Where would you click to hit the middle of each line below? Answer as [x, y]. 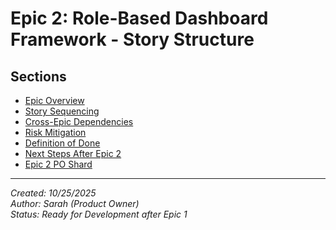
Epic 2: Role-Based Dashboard [139, 18]
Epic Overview [54, 100]
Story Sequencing [62, 111]
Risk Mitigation [55, 132]
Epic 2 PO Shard [58, 164]
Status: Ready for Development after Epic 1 [99, 214]
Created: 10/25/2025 [53, 193]
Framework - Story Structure [132, 39]
